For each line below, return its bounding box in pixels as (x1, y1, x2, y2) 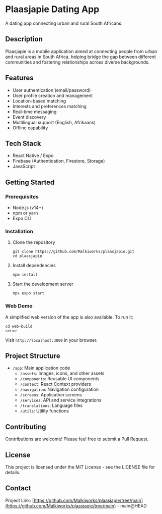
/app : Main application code (12, 365, 70, 371)
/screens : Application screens (20, 392, 82, 398)
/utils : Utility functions (20, 408, 69, 414)
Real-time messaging (12, 109, 57, 115)
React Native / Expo (12, 152, 54, 159)
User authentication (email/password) (12, 87, 91, 93)
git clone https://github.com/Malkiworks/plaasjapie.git (12, 249, 135, 254)
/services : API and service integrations (20, 397, 102, 403)
